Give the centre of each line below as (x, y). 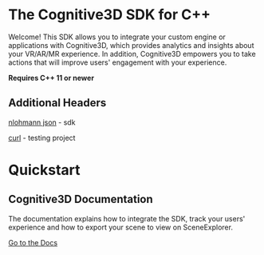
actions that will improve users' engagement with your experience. (118, 62)
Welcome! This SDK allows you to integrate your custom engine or (117, 37)
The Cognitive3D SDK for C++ (110, 15)
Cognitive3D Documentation (81, 199)
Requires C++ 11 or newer (51, 78)
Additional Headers (57, 103)
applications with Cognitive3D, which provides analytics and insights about (131, 45)
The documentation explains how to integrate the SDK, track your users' (127, 218)
